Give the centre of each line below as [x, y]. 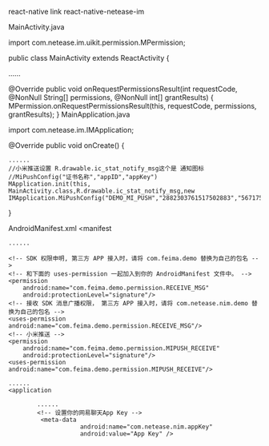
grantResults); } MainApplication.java [69, 114]
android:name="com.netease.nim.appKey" [147, 427]
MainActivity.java [36, 27]
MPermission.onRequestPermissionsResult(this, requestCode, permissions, [132, 106]
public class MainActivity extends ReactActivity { [89, 58]
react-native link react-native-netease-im [76, 12]
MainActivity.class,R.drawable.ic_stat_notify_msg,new [102, 191]
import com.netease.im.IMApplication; [71, 130]
